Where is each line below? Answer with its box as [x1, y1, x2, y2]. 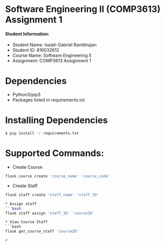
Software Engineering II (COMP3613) [5, 3, 161, 15]
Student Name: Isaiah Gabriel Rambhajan [12, 42, 97, 48]
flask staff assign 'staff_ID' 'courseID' [5, 211, 95, 216]
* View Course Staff [5, 220, 48, 225]
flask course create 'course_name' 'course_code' [5, 174, 111, 179]
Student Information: [5, 31, 50, 37]
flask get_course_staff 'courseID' [5, 229, 79, 234]
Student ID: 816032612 [12, 47, 59, 53]
